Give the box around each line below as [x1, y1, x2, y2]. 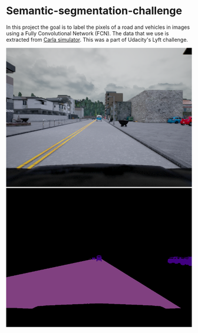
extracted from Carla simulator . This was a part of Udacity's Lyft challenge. [6, 36, 189, 43]
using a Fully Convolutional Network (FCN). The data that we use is [6, 29, 169, 36]
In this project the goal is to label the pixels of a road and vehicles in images [6, 24, 190, 31]
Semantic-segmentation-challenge [6, 4, 183, 18]
